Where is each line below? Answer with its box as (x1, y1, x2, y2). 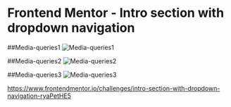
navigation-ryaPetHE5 (7, 92, 72, 100)
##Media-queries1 (7, 43, 61, 51)
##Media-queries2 (7, 56, 62, 65)
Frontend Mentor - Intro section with (7, 5, 224, 21)
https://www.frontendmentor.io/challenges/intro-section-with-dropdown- (7, 84, 220, 92)
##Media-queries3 (7, 70, 62, 79)
